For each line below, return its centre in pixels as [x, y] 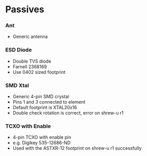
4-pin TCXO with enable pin [42, 138]
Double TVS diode [32, 61]
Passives [25, 9]
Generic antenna [30, 36]
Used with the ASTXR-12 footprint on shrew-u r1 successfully [77, 148]
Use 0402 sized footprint [39, 72]
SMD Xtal [17, 85]
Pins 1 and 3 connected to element [49, 102]
